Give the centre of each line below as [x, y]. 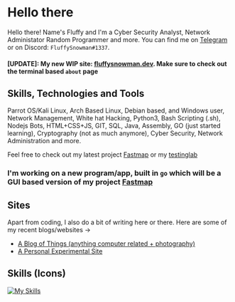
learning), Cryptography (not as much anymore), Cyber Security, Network [115, 133]
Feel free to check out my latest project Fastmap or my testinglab [103, 155]
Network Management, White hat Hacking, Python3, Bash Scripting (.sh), [114, 118]
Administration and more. [44, 141]
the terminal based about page [53, 71]
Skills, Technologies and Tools [76, 93]
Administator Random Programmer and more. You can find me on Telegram [117, 39]
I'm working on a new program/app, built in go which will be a [114, 173]
